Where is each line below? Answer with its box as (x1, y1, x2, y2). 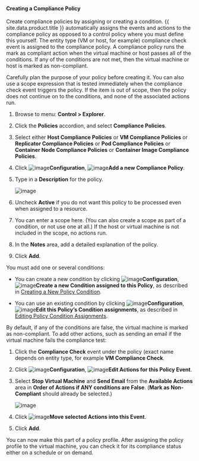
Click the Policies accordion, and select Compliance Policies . (14, 122, 167, 129)
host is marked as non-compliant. (6, 63, 89, 70)
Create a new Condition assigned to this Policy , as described (36, 282, 188, 289)
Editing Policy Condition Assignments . (14, 313, 108, 320)
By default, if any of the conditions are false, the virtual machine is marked (6, 324, 188, 331)
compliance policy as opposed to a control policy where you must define (6, 30, 184, 38)
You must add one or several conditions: (6, 264, 105, 271)
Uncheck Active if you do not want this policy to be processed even (14, 199, 182, 206)
